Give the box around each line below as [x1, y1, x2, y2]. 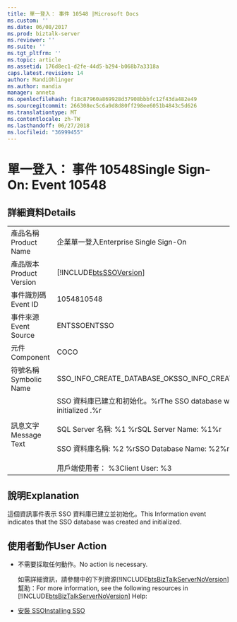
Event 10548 [31, 177, 107, 193]
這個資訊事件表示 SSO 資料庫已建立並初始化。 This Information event [7, 510, 207, 518]
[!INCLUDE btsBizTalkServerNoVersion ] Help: [17, 592, 148, 600]
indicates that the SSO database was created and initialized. [7, 517, 182, 527]
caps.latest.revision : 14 [7, 69, 83, 76]
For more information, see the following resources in [36, 584, 188, 592]
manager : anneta [7, 89, 55, 96]
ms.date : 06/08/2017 [7, 23, 68, 30]
